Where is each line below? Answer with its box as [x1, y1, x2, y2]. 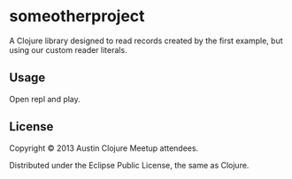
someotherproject [9, 6, 145, 26]
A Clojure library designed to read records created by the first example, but [9, 35, 283, 46]
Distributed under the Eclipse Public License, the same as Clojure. [9, 160, 250, 170]
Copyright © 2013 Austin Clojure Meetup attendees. [9, 143, 199, 153]
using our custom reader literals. [9, 44, 127, 55]
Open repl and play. [9, 93, 81, 104]
